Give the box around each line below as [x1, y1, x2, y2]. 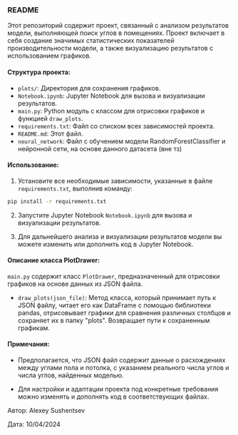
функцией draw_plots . [17, 114, 83, 123]
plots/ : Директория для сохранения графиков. [17, 83, 161, 92]
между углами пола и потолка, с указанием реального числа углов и [17, 363, 229, 372]
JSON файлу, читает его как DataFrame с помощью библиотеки [17, 301, 212, 309]
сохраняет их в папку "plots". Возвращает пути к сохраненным [17, 316, 210, 324]
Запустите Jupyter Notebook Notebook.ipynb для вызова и [17, 210, 192, 219]
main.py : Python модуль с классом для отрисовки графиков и [17, 106, 205, 115]
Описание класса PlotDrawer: [7, 256, 100, 265]
